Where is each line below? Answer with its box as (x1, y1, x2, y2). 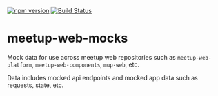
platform (7, 62, 32, 69)
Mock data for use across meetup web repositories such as (7, 53, 176, 61)
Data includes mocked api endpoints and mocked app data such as (7, 73, 198, 82)
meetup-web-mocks (7, 31, 128, 46)
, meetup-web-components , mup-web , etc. (32, 60, 140, 69)
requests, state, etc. (7, 81, 64, 89)
